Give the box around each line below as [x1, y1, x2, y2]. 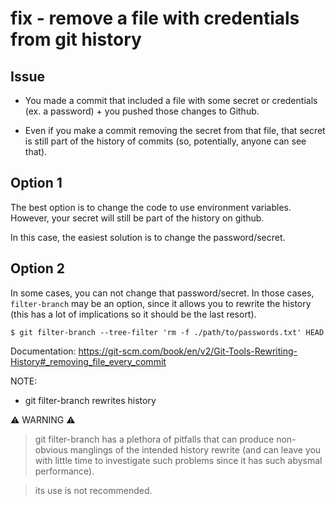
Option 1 [10, 175, 63, 192]
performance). [34, 465, 95, 477]
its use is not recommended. [34, 484, 153, 496]
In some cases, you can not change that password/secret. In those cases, [10, 287, 315, 299]
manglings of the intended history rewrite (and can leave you [69, 443, 322, 456]
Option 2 [10, 260, 65, 277]
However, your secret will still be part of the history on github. [10, 212, 265, 224]
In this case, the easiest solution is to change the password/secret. [10, 231, 286, 243]
